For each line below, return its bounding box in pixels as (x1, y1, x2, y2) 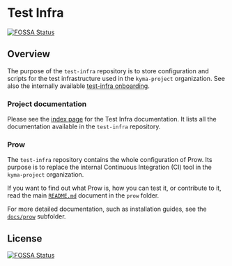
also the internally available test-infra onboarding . (7, 82, 150, 90)
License (7, 232, 42, 244)
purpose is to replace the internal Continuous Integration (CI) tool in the (7, 163, 212, 172)
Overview (7, 48, 51, 60)
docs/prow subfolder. (7, 212, 66, 221)
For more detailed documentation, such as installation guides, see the (7, 205, 207, 214)
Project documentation (7, 99, 87, 109)
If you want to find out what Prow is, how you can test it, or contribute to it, (7, 184, 222, 193)
